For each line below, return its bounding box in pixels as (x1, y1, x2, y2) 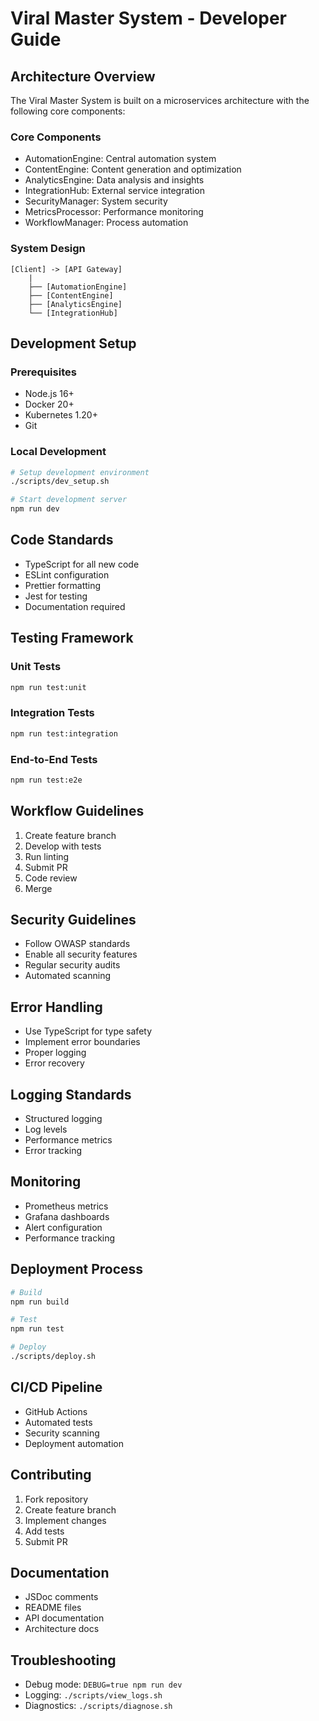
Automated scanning (24, 970, 111, 982)
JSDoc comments (24, 1591, 99, 1603)
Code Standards (10, 532, 114, 549)
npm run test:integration (10, 728, 118, 739)
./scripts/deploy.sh (10, 1352, 97, 1362)
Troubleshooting (10, 1652, 117, 1669)
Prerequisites (10, 365, 77, 379)
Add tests (24, 1525, 65, 1537)
